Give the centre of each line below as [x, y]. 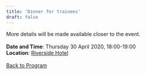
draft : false [22, 17]
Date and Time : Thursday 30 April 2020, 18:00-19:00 [71, 46]
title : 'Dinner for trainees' [44, 12]
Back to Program [27, 65]
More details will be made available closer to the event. [73, 34]
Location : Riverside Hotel [37, 53]
